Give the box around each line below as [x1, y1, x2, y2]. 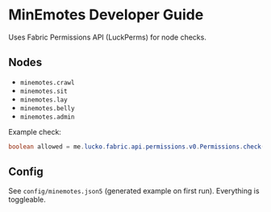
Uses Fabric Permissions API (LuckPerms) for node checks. [8, 32, 207, 42]
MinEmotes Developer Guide [8, 6, 204, 24]
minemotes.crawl [19, 78, 75, 86]
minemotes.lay [19, 95, 68, 104]
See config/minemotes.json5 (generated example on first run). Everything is [8, 186, 260, 196]
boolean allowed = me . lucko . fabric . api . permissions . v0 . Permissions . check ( [8, 143, 265, 151]
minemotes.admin [19, 113, 75, 121]
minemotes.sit [19, 87, 68, 95]
